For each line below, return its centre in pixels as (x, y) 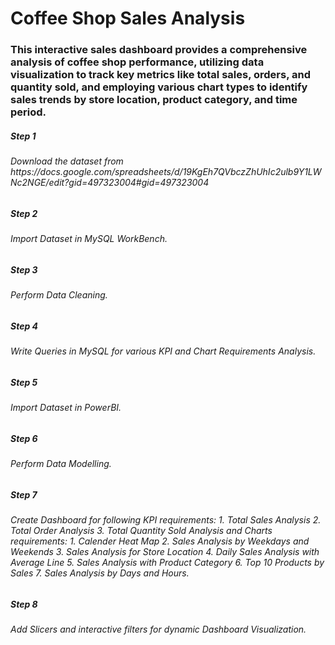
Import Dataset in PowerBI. (66, 408)
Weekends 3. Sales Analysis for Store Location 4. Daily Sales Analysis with (165, 551)
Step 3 (24, 269)
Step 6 (24, 438)
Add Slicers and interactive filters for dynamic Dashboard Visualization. (158, 629)
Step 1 (23, 136)
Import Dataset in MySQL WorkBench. (89, 239)
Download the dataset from (67, 161)
